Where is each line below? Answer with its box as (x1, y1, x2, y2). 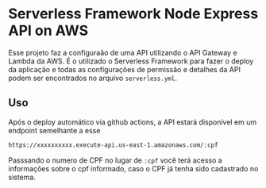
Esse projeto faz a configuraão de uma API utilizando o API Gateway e (8, 48, 237, 57)
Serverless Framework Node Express (8, 5, 259, 23)
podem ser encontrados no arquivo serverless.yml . (8, 73, 177, 82)
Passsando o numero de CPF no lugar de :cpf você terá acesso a (8, 155, 222, 165)
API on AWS (8, 21, 89, 40)
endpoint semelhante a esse (8, 125, 101, 135)
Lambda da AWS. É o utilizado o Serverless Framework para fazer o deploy (8, 56, 254, 66)
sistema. (8, 172, 36, 182)
